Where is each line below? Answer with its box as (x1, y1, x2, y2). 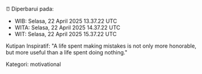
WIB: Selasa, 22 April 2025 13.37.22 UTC (14, 18, 118, 24)
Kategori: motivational (6, 61, 61, 68)
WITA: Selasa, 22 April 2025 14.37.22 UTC (14, 24, 121, 31)
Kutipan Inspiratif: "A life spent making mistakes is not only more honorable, (6, 42, 196, 50)
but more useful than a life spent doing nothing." (6, 49, 128, 56)
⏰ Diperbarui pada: (6, 6, 54, 12)
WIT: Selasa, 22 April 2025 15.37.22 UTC (14, 31, 117, 37)
